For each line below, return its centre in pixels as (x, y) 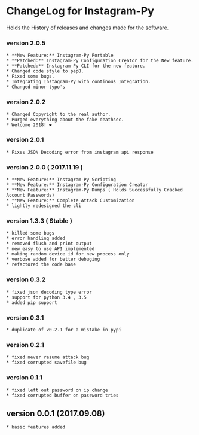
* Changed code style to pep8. (45, 71)
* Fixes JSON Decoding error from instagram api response (80, 152)
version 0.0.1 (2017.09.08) (56, 413)
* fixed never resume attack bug (48, 357)
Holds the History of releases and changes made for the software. (88, 28)
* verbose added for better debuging (53, 259)
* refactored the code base (41, 264)
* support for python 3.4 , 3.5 (46, 297)
